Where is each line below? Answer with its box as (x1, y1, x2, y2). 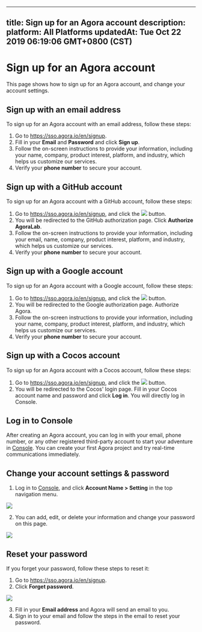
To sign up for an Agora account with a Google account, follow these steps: (6, 282, 194, 289)
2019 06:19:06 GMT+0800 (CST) (6, 37, 132, 47)
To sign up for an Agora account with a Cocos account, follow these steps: (6, 366, 191, 374)
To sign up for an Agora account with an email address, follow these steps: (6, 121, 191, 128)
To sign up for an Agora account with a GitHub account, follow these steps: (6, 197, 192, 205)
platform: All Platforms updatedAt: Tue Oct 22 (6, 27, 182, 37)
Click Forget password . (14, 583, 74, 590)
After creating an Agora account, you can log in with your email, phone (6, 432, 182, 439)
